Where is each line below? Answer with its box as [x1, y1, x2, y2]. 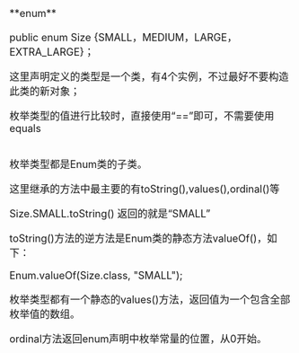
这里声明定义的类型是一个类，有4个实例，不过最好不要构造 [9, 70, 289, 83]
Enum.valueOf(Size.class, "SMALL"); [9, 269, 183, 282]
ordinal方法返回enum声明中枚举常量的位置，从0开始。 [9, 332, 268, 345]
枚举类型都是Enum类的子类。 [9, 158, 148, 171]
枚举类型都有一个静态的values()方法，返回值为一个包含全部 [9, 294, 291, 306]
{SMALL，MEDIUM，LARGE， [93, 31, 238, 44]
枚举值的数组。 [9, 308, 81, 321]
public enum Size [9, 31, 92, 44]
